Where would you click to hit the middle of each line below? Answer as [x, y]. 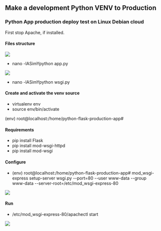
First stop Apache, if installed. [35, 32]
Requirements [20, 130]
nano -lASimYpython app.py [40, 63]
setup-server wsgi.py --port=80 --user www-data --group [88, 178]
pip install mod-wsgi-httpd [39, 146]
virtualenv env [26, 104]
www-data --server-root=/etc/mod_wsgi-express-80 [65, 183]
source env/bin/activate [36, 109]
